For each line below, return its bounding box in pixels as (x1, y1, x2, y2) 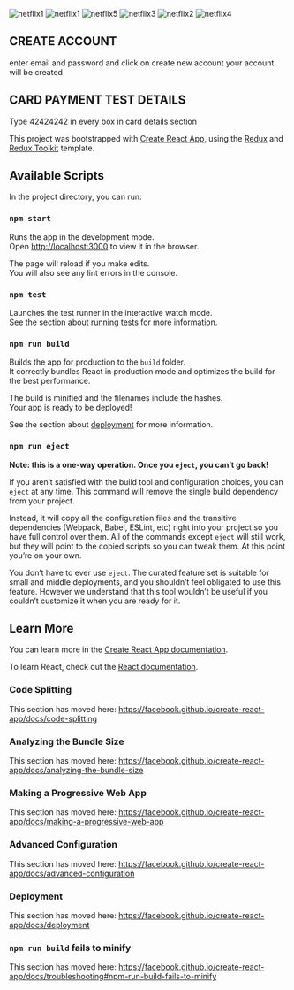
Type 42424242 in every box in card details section (9, 116, 197, 127)
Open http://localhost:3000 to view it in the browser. (9, 241, 200, 251)
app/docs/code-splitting (9, 713, 98, 724)
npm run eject (9, 441, 70, 451)
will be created (9, 66, 64, 77)
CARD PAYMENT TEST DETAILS (9, 93, 186, 108)
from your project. (9, 495, 75, 506)
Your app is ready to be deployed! (9, 403, 132, 413)
